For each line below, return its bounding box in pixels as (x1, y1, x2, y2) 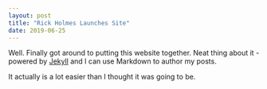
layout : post (8, 11, 52, 20)
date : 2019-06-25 (8, 26, 66, 34)
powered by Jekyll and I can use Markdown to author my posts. (8, 56, 217, 66)
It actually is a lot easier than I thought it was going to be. (8, 72, 196, 82)
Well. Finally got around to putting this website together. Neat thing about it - (8, 48, 260, 58)
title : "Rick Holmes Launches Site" (8, 19, 130, 27)
